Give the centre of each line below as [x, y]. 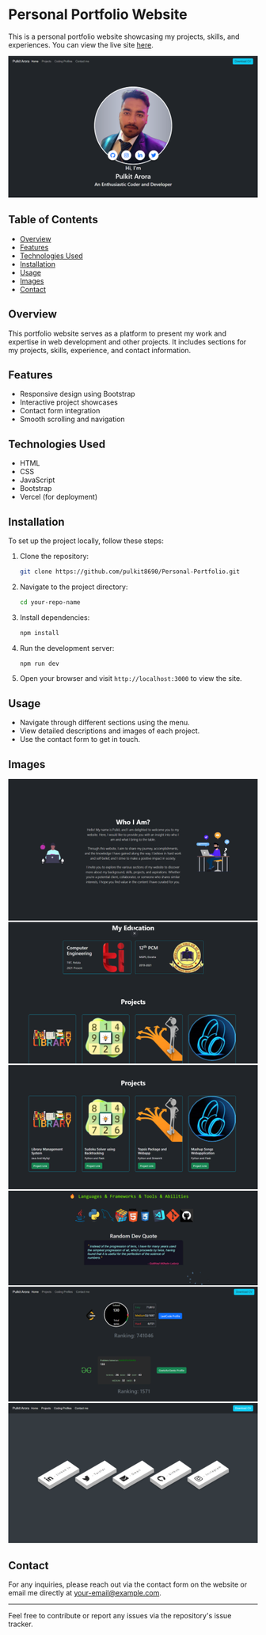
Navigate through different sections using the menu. [104, 723]
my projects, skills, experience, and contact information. [100, 350]
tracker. [21, 1624]
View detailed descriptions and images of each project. [110, 731]
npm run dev [39, 664]
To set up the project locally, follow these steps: [86, 541]
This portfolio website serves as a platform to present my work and [118, 333]
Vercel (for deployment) [58, 497]
